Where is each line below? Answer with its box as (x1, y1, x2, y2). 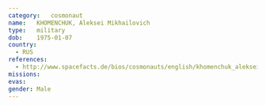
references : (8, 56, 47, 64)
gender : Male (8, 84, 51, 93)
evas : (8, 77, 26, 85)
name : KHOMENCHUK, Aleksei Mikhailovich (8, 19, 150, 27)
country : (8, 41, 37, 49)
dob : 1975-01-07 (8, 33, 73, 42)
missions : (8, 70, 41, 78)
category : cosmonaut (8, 11, 83, 20)
